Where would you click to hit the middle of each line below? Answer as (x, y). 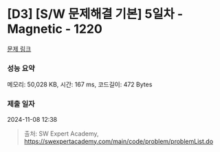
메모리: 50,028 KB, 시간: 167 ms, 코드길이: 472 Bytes (80, 85)
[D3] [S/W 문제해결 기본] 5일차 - (95, 14)
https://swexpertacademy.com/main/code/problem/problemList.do (119, 141)
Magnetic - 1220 (55, 29)
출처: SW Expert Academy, (61, 134)
